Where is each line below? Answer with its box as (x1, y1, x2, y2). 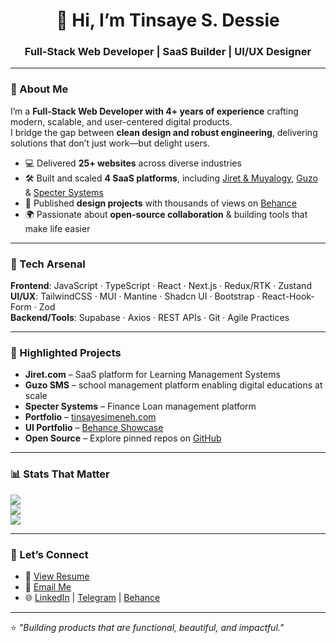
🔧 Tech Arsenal (10, 257, 86, 271)
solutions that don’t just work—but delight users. (10, 137, 211, 149)
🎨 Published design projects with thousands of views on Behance (24, 197, 298, 209)
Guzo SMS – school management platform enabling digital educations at (24, 379, 323, 391)
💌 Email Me (24, 580, 72, 593)
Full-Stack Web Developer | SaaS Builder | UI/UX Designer (24, 45, 312, 59)
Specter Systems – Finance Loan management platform (24, 400, 257, 413)
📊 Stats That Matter (10, 467, 110, 481)
